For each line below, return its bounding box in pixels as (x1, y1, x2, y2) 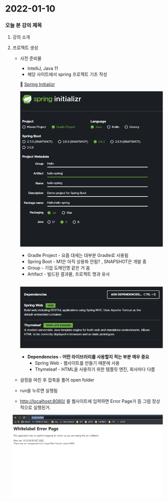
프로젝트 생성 (12, 45, 38, 51)
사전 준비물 (19, 56, 41, 62)
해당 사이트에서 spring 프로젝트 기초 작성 (27, 71, 107, 78)
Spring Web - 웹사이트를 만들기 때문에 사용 (34, 360, 120, 366)
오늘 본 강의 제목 (5, 22, 42, 29)
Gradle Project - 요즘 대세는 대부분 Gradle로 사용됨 (27, 253, 128, 259)
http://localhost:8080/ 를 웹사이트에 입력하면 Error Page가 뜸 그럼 (19, 398, 151, 404)
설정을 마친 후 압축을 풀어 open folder (19, 377, 94, 383)
